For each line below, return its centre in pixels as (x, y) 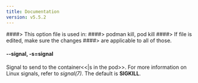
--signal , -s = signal (30, 54)
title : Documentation (33, 12)
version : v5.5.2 (26, 17)
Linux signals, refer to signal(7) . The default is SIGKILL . (74, 73)
